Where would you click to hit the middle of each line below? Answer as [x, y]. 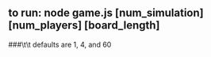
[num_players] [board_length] [84, 26]
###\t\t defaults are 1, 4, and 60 [60, 44]
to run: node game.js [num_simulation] [106, 13]
